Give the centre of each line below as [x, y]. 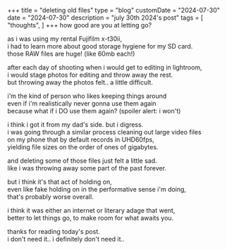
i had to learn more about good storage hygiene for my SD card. [100, 46]
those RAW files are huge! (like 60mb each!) [71, 54]
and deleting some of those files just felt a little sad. [82, 161]
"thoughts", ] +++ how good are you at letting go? [80, 25]
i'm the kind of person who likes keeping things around [87, 96]
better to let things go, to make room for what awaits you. [91, 218]
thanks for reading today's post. [54, 231]
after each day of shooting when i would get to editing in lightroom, [105, 67]
